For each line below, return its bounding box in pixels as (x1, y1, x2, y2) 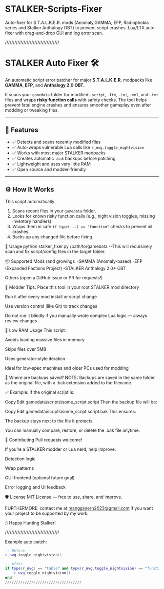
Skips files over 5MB (5, 346, 46, 352)
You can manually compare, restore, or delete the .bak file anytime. (5, 427, 140, 433)
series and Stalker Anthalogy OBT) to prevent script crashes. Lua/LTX (5, 24, 145, 30)
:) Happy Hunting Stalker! (5, 520, 56, 526)
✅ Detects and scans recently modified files (12, 139, 101, 145)
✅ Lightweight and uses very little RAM (12, 161, 91, 167)
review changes (5, 317, 38, 323)
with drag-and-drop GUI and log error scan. (15, 30, 103, 36)
